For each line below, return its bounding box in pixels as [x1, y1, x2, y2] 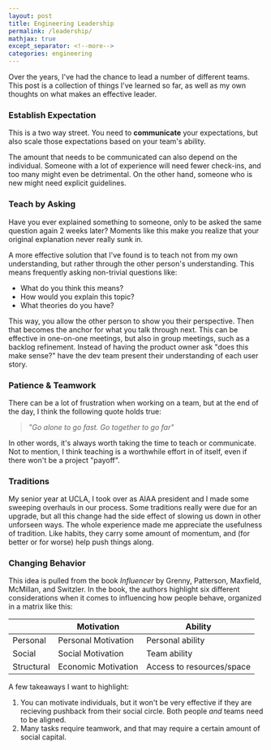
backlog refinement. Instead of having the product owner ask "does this [8, 342, 249, 352]
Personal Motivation [58, 635, 135, 646]
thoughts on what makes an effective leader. [8, 89, 157, 98]
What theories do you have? [19, 300, 114, 310]
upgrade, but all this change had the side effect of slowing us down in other [8, 511, 261, 521]
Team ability [145, 648, 193, 659]
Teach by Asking [8, 198, 76, 210]
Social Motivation [58, 648, 124, 659]
